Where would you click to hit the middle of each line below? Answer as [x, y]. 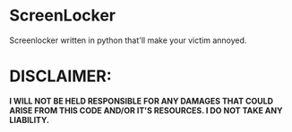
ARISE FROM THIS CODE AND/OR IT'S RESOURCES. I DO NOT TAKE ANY [146, 110]
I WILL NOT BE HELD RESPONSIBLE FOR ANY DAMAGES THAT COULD [142, 101]
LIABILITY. [29, 120]
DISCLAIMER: [60, 76]
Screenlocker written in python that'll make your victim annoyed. [128, 40]
